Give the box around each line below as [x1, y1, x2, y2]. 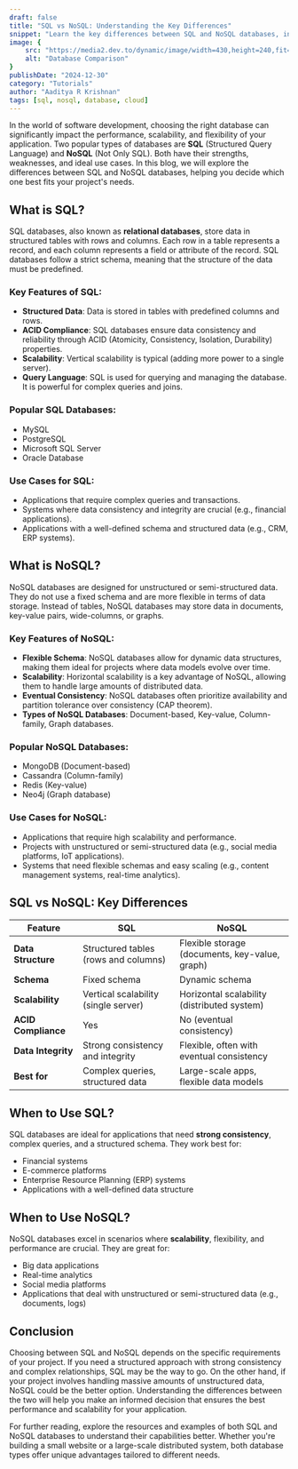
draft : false [9, 12, 58, 22]
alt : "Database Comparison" [25, 54, 129, 63]
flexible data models [178, 1075, 264, 1088]
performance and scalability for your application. [9, 1404, 188, 1415]
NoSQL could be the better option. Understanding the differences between [9, 1385, 282, 1396]
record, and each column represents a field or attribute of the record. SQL [9, 245, 279, 256]
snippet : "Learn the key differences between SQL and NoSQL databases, [9, 29, 279, 38]
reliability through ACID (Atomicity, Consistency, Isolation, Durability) [21, 334, 273, 345]
